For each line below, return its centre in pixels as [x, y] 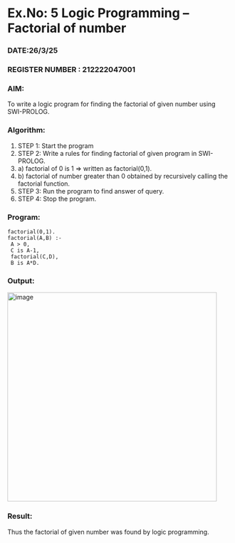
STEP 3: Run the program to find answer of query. [91, 191]
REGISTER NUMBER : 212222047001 [72, 70]
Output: [21, 280]
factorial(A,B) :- [35, 238]
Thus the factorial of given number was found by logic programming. [108, 532]
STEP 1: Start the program [56, 146]
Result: [20, 516]
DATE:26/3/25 [33, 51]
